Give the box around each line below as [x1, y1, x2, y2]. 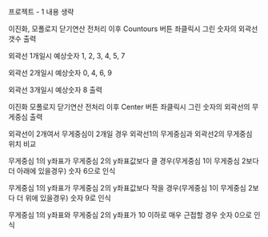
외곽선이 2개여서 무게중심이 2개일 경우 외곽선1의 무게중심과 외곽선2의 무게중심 [8, 129, 253, 139]
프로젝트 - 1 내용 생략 [8, 7, 74, 16]
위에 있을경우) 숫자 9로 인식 [25, 193, 111, 203]
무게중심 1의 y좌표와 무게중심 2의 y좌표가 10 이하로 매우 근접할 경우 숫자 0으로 [8, 211, 252, 219]
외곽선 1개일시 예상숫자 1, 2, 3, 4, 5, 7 [8, 51, 126, 60]
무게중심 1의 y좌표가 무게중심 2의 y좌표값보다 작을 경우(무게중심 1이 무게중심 [8, 183, 246, 192]
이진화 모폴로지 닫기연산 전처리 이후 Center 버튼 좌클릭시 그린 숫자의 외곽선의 [8, 102, 250, 111]
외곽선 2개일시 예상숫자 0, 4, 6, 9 [8, 68, 113, 78]
